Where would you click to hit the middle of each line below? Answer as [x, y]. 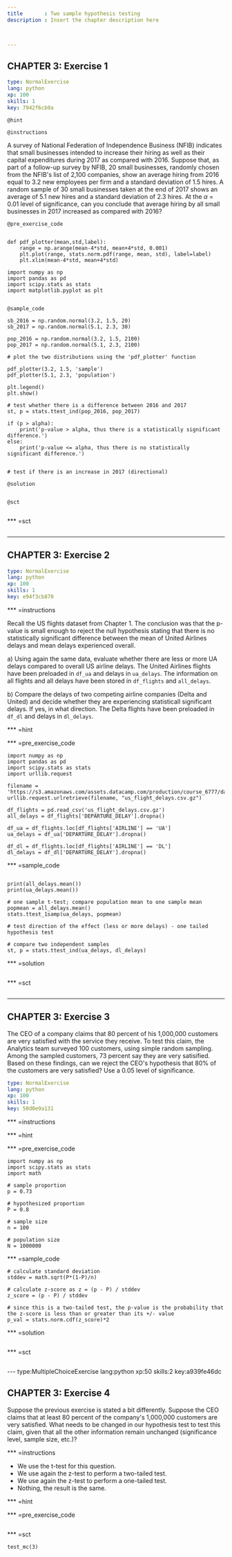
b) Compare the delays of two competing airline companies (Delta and [107, 694]
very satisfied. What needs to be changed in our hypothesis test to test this [114, 1424]
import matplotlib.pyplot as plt [55, 290]
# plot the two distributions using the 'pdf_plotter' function [101, 357]
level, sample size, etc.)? [42, 1439]
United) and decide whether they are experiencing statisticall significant [109, 701]
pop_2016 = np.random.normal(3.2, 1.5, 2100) [74, 339]
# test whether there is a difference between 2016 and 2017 [97, 405]
